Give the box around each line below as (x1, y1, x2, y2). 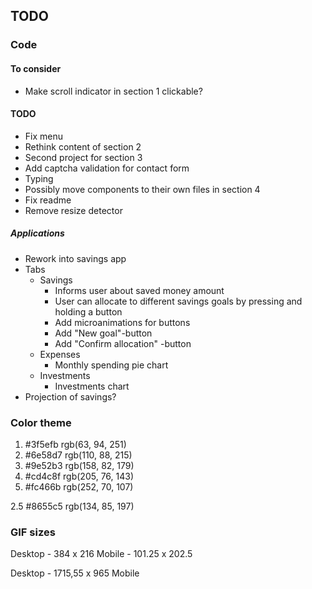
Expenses (39, 348, 81, 360)
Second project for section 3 (24, 151, 143, 163)
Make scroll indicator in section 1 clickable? (24, 85, 203, 97)
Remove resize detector (24, 204, 123, 216)
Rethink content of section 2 (24, 140, 142, 153)
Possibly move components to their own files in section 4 (24, 183, 261, 195)
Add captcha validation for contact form (24, 162, 190, 174)
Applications (10, 227, 65, 239)
